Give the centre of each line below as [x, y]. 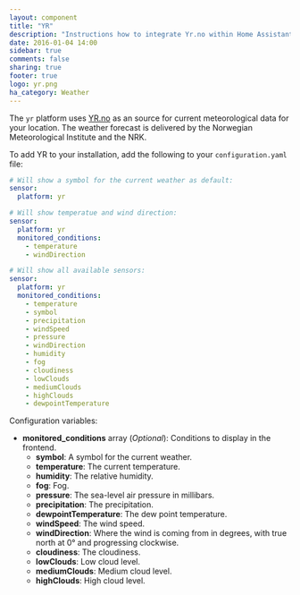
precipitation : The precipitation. [95, 505]
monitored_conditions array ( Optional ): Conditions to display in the [146, 438]
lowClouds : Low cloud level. [88, 562]
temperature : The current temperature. [108, 467]
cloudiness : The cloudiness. [88, 552]
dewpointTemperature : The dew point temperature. [131, 514]
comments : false [39, 59]
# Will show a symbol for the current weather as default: [121, 180]
